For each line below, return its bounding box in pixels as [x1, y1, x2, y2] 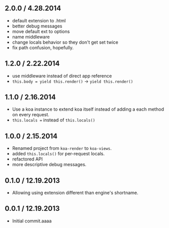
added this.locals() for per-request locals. [12, 151, 105, 157]
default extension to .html [12, 17, 66, 23]
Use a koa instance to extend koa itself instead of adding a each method [12, 106, 164, 112]
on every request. [12, 112, 49, 118]
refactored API [12, 156, 43, 162]
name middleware [12, 34, 50, 40]
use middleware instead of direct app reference [12, 73, 112, 79]
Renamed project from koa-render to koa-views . [12, 145, 112, 151]
